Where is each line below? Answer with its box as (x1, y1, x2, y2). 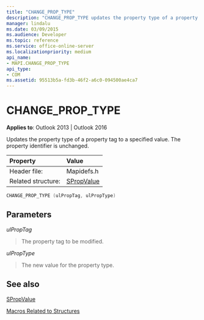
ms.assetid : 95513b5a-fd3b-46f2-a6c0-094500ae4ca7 (6, 77, 138, 83)
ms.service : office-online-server (6, 43, 95, 50)
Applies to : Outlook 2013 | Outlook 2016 (6, 124, 107, 132)
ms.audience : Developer (6, 32, 67, 38)
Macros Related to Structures (6, 307, 80, 314)
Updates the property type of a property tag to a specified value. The (6, 136, 181, 143)
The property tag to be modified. (21, 237, 104, 245)
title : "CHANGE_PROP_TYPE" (6, 9, 75, 15)
